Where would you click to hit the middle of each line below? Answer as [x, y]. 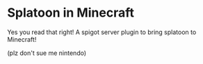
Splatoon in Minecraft [71, 13]
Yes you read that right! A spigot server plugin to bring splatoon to [102, 32]
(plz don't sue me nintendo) [47, 53]
